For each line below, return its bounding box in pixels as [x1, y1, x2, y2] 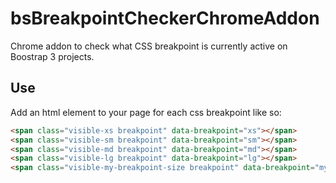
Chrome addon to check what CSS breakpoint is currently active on [10, 40, 288, 52]
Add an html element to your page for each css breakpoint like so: [10, 106, 282, 118]
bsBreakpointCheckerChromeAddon [10, 7, 320, 30]
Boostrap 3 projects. [10, 50, 95, 62]
